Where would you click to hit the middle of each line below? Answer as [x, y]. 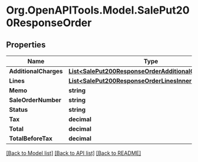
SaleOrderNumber [35, 100]
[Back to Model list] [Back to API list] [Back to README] [74, 153]
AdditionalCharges [36, 71]
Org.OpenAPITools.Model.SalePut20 [98, 10]
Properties [26, 45]
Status [19, 110]
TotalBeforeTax [31, 138]
